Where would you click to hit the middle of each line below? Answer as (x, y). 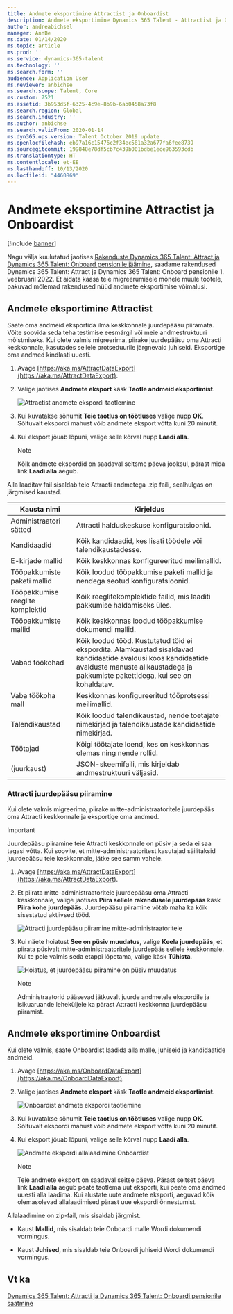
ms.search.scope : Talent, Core (52, 91)
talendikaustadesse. (109, 550)
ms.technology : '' (34, 65)
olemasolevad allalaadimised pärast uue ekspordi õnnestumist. (107, 1202)
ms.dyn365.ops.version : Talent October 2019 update (83, 136)
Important (21, 830)
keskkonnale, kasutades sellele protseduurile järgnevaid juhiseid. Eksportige (116, 348)
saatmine (20, 1304)
